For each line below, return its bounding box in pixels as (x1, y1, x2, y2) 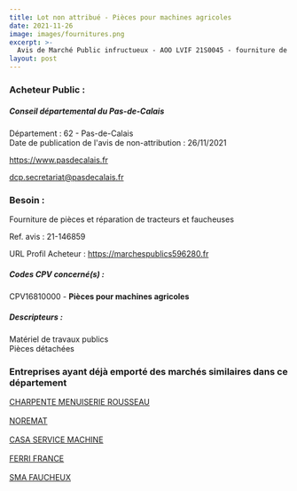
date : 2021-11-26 (9, 21, 74, 30)
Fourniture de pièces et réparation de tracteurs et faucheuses (9, 214, 235, 225)
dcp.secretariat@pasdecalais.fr (9, 171, 124, 182)
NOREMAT (9, 416, 48, 426)
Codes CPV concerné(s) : (9, 268, 105, 280)
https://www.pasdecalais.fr (9, 154, 109, 165)
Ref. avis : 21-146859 (9, 232, 86, 242)
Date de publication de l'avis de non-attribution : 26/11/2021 (9, 137, 228, 147)
